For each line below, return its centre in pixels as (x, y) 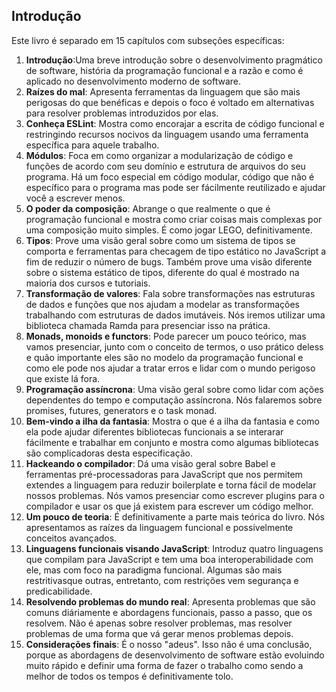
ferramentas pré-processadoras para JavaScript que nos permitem (164, 474)
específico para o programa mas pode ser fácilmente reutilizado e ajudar (175, 187)
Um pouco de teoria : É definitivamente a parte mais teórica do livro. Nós (175, 516)
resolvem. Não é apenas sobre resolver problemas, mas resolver (159, 623)
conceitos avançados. (71, 538)
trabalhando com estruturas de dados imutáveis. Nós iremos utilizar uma (175, 315)
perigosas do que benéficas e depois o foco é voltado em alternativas (170, 102)
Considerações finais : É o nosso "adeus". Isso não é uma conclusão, (169, 644)
